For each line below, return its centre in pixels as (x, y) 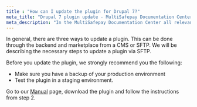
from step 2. (21, 98)
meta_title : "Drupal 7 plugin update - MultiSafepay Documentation (90, 17)
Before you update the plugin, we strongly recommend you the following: (94, 63)
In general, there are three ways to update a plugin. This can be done (89, 39)
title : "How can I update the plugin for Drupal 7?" (73, 11)
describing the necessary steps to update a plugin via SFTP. (79, 51)
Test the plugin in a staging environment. (64, 80)
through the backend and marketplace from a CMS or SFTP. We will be (91, 45)
